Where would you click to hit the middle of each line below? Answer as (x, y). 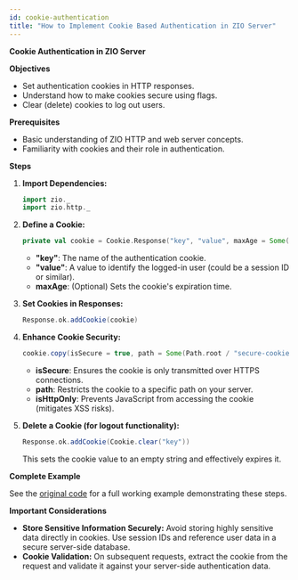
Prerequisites (35, 122)
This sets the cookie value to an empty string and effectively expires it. (152, 459)
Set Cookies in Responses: (72, 304)
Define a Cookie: (54, 225)
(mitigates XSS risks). (75, 408)
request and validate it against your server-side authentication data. (146, 566)
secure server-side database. (76, 547)
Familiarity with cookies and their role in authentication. (123, 149)
